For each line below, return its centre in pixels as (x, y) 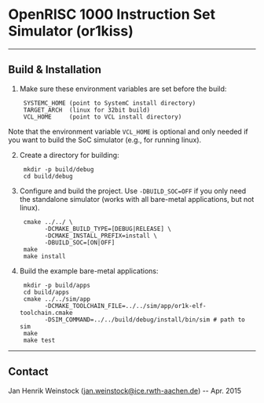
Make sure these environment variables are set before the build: (123, 89)
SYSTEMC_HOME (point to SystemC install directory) (110, 103)
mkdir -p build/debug (59, 169)
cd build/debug (48, 176)
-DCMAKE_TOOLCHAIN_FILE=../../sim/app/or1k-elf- (125, 306)
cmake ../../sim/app (57, 299)
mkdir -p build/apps (57, 285)
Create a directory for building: (69, 155)
